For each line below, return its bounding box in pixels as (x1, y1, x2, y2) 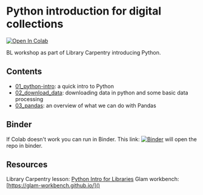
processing (15, 95, 44, 102)
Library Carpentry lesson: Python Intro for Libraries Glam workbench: (6, 176, 179, 183)
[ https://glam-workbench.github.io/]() (6, 182, 101, 189)
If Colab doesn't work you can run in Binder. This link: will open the (6, 135, 197, 143)
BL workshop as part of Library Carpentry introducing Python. (6, 48, 161, 56)
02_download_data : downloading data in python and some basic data (15, 89, 188, 96)
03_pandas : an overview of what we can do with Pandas (15, 102, 156, 109)
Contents (6, 67, 42, 77)
